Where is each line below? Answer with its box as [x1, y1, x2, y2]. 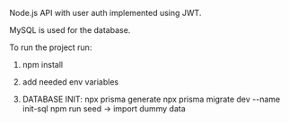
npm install [22, 60, 64, 70]
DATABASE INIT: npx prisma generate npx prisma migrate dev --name [22, 94, 281, 104]
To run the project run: [9, 42, 92, 53]
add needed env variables [22, 77, 119, 87]
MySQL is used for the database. [9, 25, 131, 35]
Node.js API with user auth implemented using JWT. [9, 8, 202, 18]
